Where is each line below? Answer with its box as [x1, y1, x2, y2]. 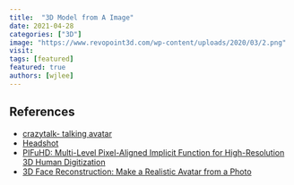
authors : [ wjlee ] [9, 71, 74, 80]
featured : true [9, 63, 66, 72]
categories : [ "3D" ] [9, 29, 82, 38]
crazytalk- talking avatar [22, 128, 112, 139]
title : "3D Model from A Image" [9, 13, 134, 22]
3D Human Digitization [22, 156, 106, 167]
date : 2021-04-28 [9, 21, 74, 30]
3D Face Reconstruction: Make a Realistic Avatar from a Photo [22, 166, 253, 177]
